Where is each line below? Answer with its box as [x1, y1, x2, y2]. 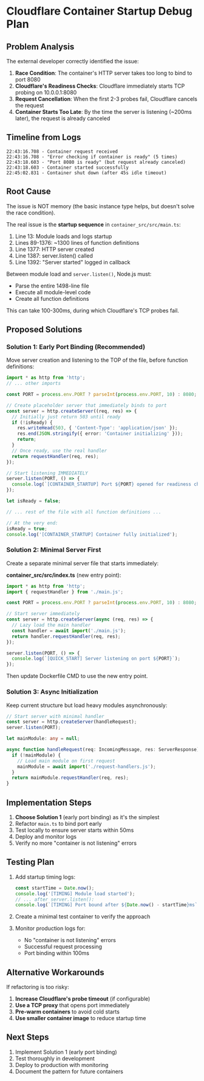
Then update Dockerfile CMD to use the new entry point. [6, 672, 148, 680]
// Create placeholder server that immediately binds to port [6, 402, 167, 409]
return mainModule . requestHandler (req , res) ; [12, 775, 129, 781]
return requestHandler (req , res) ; [12, 453, 99, 459]
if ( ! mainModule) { [12, 752, 61, 758]
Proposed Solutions [6, 325, 83, 335]
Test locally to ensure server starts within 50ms [15, 826, 134, 834]
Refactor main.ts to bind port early [15, 820, 102, 827]
